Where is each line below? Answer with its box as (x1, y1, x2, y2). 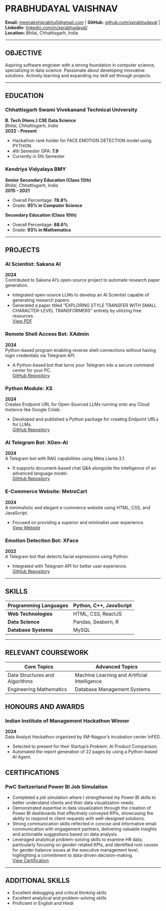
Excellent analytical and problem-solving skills (12, 895, 107, 901)
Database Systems (7, 626, 53, 633)
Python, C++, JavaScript (73, 602, 132, 609)
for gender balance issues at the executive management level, (12, 847, 139, 853)
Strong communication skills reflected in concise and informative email (12, 820, 157, 826)
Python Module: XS (5, 384, 53, 391)
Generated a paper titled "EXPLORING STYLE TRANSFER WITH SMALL (12, 302, 157, 308)
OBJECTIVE (5, 49, 42, 57)
